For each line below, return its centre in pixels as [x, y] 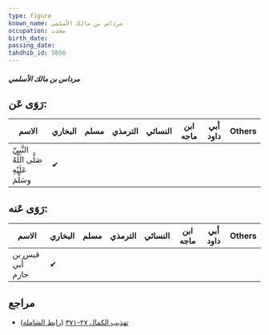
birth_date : [28, 38]
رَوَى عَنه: [28, 208]
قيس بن [26, 255]
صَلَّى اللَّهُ [27, 159]
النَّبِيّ [21, 150]
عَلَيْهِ [20, 170]
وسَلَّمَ [22, 180]
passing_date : [32, 46]
